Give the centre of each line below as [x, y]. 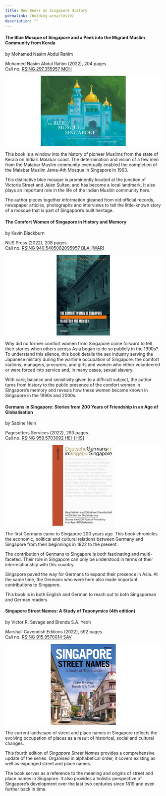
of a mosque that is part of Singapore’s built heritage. [59, 210]
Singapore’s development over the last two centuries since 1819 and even [80, 784]
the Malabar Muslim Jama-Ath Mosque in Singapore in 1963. [67, 170]
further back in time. [26, 789]
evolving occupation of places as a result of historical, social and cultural [80, 738]
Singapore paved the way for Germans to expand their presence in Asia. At [82, 574]
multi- [146, 554]
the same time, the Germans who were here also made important [71, 579]
